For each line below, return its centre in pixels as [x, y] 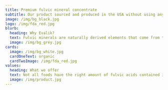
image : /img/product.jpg [35, 79]
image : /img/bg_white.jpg [37, 51]
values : [13, 65]
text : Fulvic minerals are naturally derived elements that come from [85, 38]
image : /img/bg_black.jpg [32, 19]
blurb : [12, 28]
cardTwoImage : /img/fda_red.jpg [43, 61]
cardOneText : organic [32, 56]
